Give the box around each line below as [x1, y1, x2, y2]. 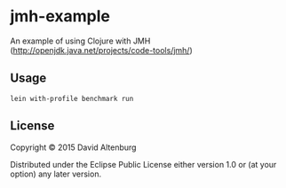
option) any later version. [10, 168, 101, 179]
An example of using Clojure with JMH [10, 35, 151, 46]
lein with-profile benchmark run [10, 94, 134, 103]
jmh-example [10, 6, 110, 27]
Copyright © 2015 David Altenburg [10, 142, 137, 153]
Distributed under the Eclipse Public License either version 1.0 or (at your [10, 159, 277, 169]
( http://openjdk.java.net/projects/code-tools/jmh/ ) [10, 44, 194, 55]
